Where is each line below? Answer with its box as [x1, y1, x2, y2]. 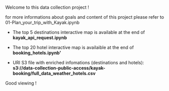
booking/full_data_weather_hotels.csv [12, 70, 96, 76]
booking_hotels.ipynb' [12, 50, 62, 56]
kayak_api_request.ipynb [12, 35, 67, 40]
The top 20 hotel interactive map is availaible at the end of [12, 44, 134, 50]
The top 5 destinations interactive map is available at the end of [12, 29, 145, 35]
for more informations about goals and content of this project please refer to [5, 14, 164, 20]
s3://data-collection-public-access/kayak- [12, 65, 105, 71]
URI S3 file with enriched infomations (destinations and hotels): [12, 60, 144, 65]
